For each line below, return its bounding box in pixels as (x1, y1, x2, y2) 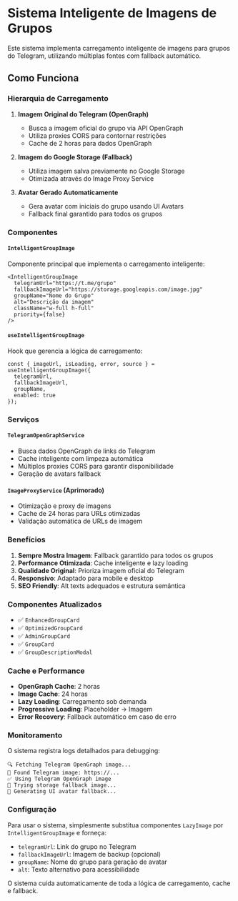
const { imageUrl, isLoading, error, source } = (7, 360, 155, 367)
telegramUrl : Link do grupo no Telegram (17, 842, 137, 851)
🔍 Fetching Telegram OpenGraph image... (7, 761, 132, 769)
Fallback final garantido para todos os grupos (28, 209, 163, 218)
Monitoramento (7, 730, 63, 740)
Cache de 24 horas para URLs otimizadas (17, 509, 141, 518)
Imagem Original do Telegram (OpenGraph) (17, 109, 149, 119)
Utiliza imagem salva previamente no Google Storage (28, 166, 185, 175)
